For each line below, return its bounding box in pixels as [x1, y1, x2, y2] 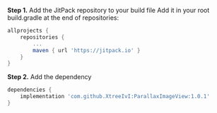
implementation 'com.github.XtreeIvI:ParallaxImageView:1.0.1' [20, 93, 211, 100]
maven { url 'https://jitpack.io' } [33, 47, 141, 54]
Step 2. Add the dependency [7, 73, 92, 81]
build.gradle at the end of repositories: [7, 13, 119, 22]
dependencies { [7, 86, 52, 94]
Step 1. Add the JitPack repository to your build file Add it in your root [7, 6, 210, 14]
